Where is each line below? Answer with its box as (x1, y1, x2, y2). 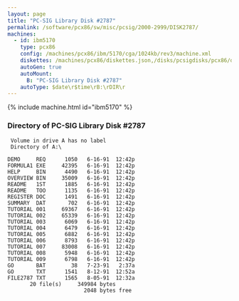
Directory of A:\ (10, 143, 62, 150)
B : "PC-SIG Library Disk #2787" (26, 76, 122, 84)
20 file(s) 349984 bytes (29, 280, 116, 287)
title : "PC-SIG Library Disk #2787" (7, 17, 116, 24)
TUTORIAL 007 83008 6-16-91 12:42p (7, 243, 135, 250)
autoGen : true (20, 63, 62, 71)
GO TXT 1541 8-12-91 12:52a (7, 268, 135, 275)
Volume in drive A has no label (10, 137, 107, 144)
